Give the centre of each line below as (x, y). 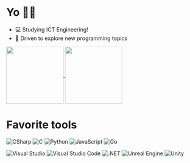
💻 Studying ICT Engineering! (51, 29)
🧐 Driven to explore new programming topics (71, 38)
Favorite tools (42, 125)
